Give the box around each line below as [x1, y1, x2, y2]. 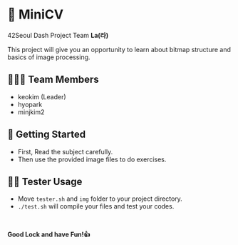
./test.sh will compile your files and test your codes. [17, 202, 175, 211]
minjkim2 [17, 107, 45, 116]
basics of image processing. [7, 53, 90, 61]
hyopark [17, 100, 43, 109]
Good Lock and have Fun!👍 [7, 230, 90, 239]
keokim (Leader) [17, 92, 66, 101]
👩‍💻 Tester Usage [7, 175, 83, 188]
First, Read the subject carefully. [17, 147, 113, 156]
